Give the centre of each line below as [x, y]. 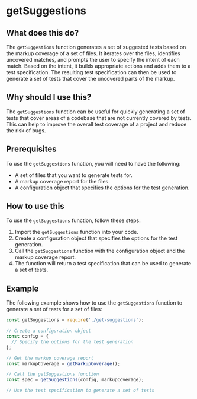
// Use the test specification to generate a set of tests [80, 391]
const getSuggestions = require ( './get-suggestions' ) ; [75, 320]
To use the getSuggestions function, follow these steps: [73, 220]
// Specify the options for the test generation [72, 342]
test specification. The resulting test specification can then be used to [91, 72]
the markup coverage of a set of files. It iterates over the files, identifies [93, 53]
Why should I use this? [49, 97]
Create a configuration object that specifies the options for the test [96, 238]
